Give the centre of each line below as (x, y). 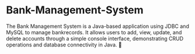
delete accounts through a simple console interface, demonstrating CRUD (95, 38)
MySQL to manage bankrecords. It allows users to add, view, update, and (94, 32)
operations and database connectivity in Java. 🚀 (64, 45)
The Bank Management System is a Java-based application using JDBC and (98, 26)
